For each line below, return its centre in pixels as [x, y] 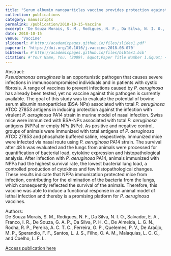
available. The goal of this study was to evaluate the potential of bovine [80, 99]
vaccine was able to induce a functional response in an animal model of [80, 191]
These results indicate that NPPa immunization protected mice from [76, 175]
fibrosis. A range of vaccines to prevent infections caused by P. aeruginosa [84, 88]
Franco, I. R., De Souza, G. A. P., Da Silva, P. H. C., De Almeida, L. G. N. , [80, 222]
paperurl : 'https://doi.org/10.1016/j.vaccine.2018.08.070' [70, 48]
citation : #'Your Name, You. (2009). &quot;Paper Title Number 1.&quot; [84, 57]
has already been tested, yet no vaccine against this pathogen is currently [83, 93]
